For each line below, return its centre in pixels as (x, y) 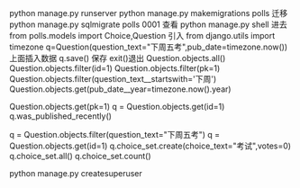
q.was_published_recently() (61, 116)
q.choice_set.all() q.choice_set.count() (80, 156)
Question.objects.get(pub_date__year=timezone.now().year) (120, 89)
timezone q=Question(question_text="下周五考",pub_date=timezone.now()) (149, 47)
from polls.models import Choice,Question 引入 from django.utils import (142, 36)
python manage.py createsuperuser (76, 173)
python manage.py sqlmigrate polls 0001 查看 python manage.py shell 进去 (148, 24)
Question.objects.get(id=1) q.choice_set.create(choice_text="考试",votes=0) (150, 146)
